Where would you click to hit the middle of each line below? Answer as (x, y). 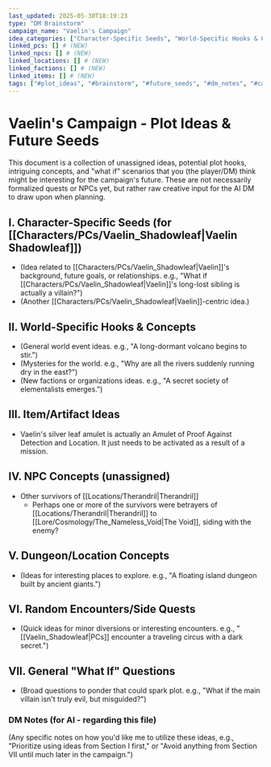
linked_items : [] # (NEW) (52, 76)
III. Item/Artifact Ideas (65, 415)
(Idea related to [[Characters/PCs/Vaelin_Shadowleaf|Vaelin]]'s (125, 267)
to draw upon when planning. (57, 197)
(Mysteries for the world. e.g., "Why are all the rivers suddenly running (137, 363)
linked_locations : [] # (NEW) (59, 61)
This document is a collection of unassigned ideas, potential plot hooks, (128, 163)
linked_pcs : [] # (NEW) (48, 46)
